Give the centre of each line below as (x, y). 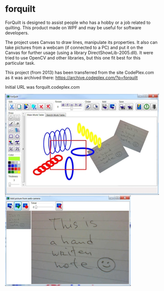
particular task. (20, 63)
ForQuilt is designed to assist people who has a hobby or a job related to (78, 22)
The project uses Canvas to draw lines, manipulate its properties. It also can (81, 42)
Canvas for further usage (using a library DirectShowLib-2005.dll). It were (79, 53)
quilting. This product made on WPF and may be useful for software (73, 27)
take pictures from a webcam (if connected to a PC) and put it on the (74, 47)
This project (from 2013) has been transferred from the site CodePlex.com (80, 72)
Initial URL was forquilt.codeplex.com (42, 87)
